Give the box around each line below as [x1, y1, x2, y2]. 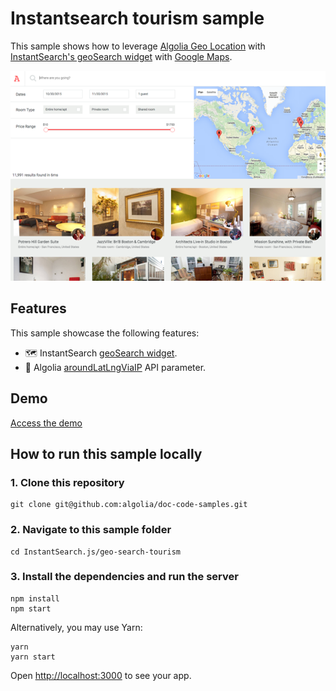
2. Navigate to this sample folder [10, 523, 172, 537]
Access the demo [10, 417, 83, 429]
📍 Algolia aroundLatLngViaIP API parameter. [24, 361, 207, 373]
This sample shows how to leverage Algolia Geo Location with [10, 40, 266, 52]
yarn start [10, 652, 56, 662]
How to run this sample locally [10, 445, 203, 462]
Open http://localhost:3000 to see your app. [10, 669, 192, 681]
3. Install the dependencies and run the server [10, 570, 239, 584]
